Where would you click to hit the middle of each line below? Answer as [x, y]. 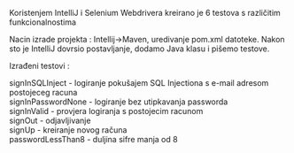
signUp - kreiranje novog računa [68, 130]
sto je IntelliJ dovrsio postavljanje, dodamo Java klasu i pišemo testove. [139, 49]
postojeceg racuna [43, 92]
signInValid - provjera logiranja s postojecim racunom [106, 111]
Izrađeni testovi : [39, 66]
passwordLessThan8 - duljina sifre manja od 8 [94, 139]
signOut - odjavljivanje [50, 120]
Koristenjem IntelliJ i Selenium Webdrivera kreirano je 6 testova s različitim [145, 13]
